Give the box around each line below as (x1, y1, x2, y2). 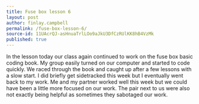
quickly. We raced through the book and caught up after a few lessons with (6, 66, 192, 72)
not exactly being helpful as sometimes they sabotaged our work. (6, 91, 168, 98)
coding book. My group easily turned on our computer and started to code (6, 59, 190, 66)
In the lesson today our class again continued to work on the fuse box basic (6, 53, 193, 60)
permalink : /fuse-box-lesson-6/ (6, 25, 87, 32)
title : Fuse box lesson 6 (6, 8, 71, 15)
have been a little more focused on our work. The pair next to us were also (6, 85, 190, 91)
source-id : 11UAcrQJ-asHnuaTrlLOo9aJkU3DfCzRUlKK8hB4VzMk (6, 31, 154, 37)
